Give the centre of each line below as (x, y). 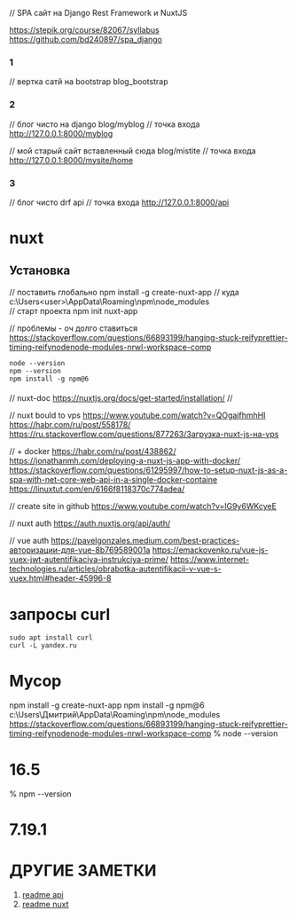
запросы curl (60, 614)
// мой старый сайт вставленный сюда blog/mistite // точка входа (133, 151)
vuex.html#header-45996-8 (60, 578)
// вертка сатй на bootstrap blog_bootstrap (89, 82)
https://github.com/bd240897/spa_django (86, 39)
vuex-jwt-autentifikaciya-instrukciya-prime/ (89, 560)
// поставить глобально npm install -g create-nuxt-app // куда (124, 292)
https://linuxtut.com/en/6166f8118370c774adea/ (97, 489)
